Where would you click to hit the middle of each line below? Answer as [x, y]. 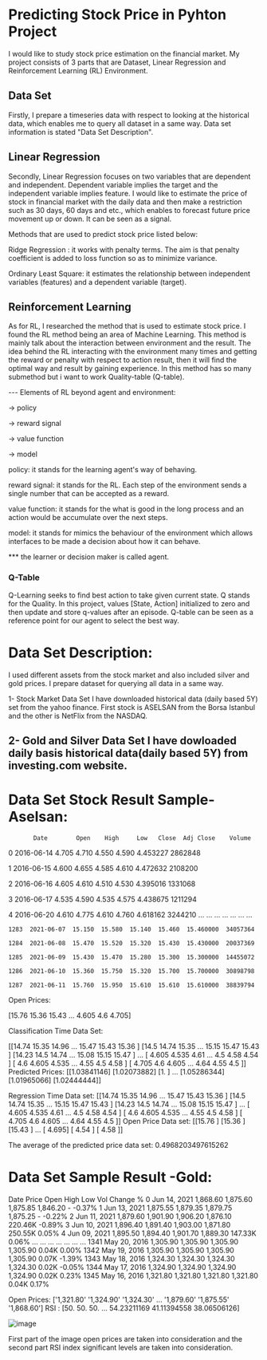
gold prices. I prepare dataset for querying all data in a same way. [116, 683]
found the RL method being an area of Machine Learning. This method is [128, 335]
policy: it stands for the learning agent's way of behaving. [103, 470]
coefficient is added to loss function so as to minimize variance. [113, 258]
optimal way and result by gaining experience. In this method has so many [130, 369]
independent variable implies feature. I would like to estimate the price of [128, 193]
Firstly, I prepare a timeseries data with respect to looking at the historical [129, 115]
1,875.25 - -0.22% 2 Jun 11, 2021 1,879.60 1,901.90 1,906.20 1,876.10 [120, 1216]
